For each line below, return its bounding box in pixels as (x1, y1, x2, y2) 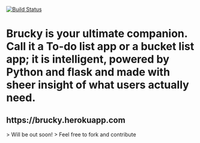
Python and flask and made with (6, 65, 170, 79)
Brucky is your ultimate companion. (6, 27, 188, 40)
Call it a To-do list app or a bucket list (6, 40, 195, 54)
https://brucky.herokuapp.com (6, 115, 126, 125)
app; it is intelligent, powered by (6, 52, 169, 66)
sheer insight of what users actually (6, 78, 189, 92)
